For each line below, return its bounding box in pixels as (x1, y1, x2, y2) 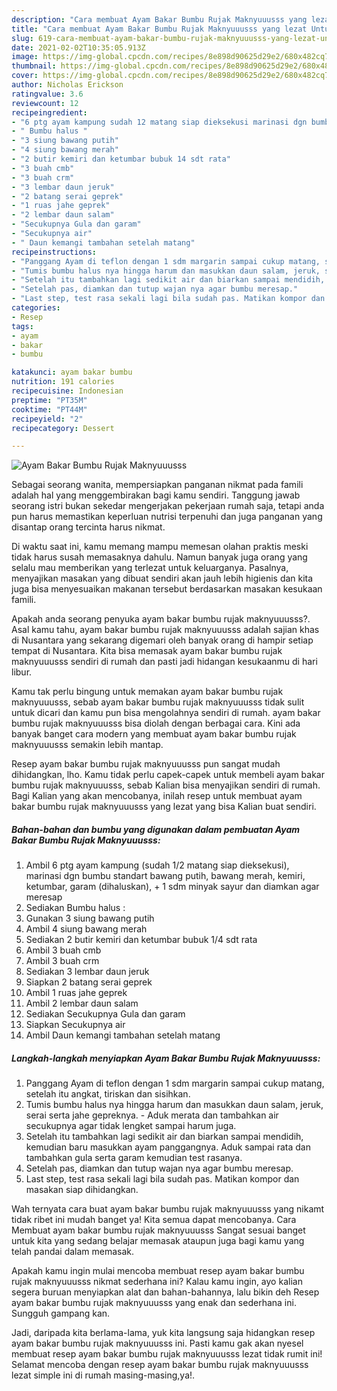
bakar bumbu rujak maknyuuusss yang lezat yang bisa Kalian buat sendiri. (11, 801, 317, 813)
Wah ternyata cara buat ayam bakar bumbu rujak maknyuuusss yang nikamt (11, 1203, 325, 1215)
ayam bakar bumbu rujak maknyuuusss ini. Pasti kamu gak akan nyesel (11, 1337, 304, 1350)
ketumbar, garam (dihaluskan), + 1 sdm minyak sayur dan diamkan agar (25, 881, 320, 893)
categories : (11, 303, 61, 313)
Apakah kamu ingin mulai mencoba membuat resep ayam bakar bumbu (11, 1265, 305, 1277)
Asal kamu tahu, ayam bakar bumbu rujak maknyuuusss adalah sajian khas (11, 624, 320, 636)
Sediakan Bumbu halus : (25, 902, 126, 914)
